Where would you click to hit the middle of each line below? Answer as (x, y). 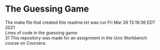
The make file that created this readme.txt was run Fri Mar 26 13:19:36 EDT (80, 22)
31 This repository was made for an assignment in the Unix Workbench (76, 38)
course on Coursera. (26, 43)
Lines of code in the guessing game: (42, 33)
